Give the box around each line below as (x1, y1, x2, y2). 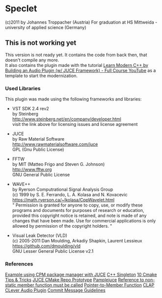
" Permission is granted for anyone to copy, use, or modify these (12, 202, 143, 208)
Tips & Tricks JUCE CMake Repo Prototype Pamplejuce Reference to (5, 277, 144, 283)
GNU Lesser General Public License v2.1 (12, 248, 94, 254)
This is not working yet (5, 39, 77, 47)
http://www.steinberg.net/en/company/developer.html (12, 116, 121, 122)
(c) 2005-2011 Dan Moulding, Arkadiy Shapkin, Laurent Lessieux (12, 238, 142, 244)
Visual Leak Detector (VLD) (12, 233, 68, 238)
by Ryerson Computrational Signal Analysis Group (12, 186, 113, 192)
